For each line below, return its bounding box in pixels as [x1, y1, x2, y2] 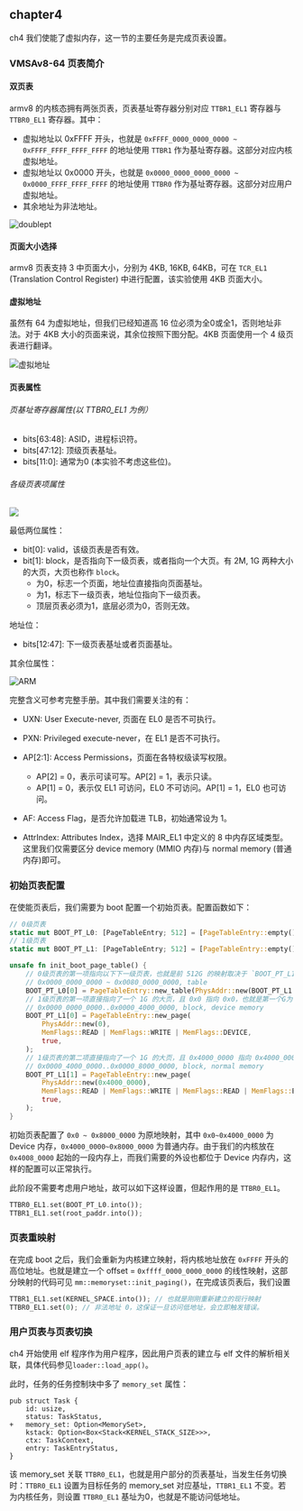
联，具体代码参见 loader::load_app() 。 [9, 1359, 153, 1369]
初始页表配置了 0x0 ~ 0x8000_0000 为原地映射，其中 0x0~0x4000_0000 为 [9, 1129, 274, 1140]
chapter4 [9, 7, 63, 23]
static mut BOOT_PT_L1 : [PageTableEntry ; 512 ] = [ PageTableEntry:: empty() [9, 945, 297, 954]
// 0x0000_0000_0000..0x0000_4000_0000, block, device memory [25, 1003, 264, 1012]
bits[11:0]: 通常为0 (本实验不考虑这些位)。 [22, 456, 177, 467]
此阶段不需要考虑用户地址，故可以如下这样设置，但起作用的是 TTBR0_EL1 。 [9, 1182, 286, 1193]
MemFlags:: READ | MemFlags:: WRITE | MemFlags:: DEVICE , [41, 1028, 252, 1038]
